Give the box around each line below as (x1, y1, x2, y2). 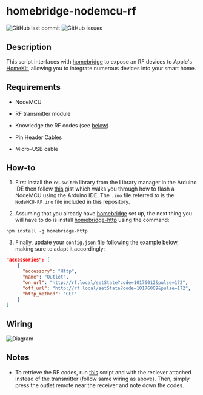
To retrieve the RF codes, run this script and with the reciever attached (15, 368, 192, 376)
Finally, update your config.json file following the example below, (15, 238, 179, 246)
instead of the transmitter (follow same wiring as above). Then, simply (15, 375, 190, 382)
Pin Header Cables (15, 133, 62, 141)
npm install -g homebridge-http (6, 228, 88, 234)
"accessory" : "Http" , (22, 268, 78, 274)
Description (6, 42, 52, 52)
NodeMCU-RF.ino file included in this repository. (15, 198, 130, 206)
